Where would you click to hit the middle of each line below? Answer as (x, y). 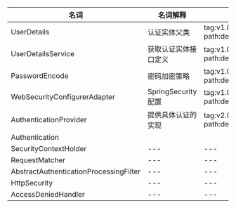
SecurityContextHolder (49, 149)
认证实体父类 (169, 32)
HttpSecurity (32, 183)
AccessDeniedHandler (48, 194)
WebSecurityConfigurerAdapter (63, 97)
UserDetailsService (43, 54)
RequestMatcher (38, 160)
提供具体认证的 (172, 115)
